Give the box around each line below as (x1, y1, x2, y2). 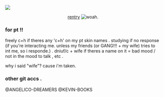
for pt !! (5, 26, 23, 33)
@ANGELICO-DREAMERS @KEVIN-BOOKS (5, 87, 93, 93)
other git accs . (5, 75, 42, 82)
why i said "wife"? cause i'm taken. (5, 63, 77, 69)
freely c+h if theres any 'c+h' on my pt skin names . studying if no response (5, 38, 160, 44)
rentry (67, 14, 80, 20)
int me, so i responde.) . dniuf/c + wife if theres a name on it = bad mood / (5, 48, 156, 54)
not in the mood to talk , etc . (5, 53, 64, 59)
